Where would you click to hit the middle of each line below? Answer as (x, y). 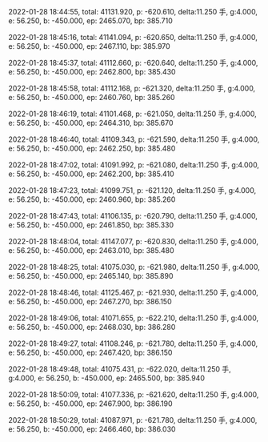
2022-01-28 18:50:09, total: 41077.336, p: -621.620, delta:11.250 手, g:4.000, (134, 394)
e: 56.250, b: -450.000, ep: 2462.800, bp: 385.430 (92, 72)
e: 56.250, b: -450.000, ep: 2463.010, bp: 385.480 (91, 250)
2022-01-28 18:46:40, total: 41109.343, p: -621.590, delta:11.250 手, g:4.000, (134, 139)
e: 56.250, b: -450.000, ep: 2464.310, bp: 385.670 (91, 123)
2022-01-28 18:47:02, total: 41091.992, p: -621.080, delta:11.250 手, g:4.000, (134, 165)
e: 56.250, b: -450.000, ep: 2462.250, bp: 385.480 (92, 148)
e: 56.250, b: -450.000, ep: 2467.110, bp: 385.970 (89, 46)
